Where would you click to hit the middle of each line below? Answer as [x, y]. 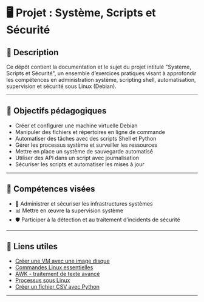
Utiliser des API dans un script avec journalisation [77, 158]
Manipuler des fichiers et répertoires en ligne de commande [90, 132]
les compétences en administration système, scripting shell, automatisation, [101, 80]
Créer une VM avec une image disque [63, 261]
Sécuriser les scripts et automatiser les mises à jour [80, 164]
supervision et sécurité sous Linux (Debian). [61, 86]
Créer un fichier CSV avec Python [57, 287]
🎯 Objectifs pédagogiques [56, 111]
